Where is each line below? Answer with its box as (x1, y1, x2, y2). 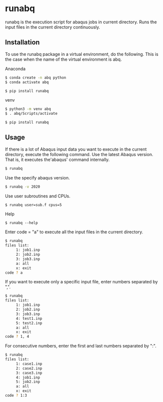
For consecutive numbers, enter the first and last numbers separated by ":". (5, 343, 157, 349)
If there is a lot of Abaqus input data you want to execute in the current (5, 146, 147, 152)
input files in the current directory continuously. (5, 24, 101, 30)
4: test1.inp (16, 316, 42, 321)
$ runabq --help (5, 221, 38, 226)
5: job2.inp (16, 380, 40, 385)
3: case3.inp (16, 370, 42, 375)
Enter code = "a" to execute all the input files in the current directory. (5, 229, 144, 235)
